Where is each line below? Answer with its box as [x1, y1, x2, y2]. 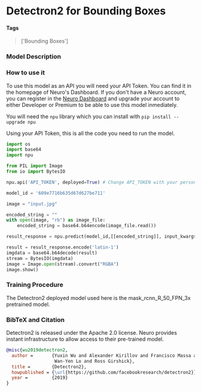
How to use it [6, 69, 45, 77]
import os [6, 141, 31, 147]
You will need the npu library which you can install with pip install [6, 112, 172, 120]
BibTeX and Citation [6, 316, 65, 324]
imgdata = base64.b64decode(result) [6, 250, 98, 256]
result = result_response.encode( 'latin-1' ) [6, 244, 119, 250]
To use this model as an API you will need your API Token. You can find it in [6, 82, 191, 89]
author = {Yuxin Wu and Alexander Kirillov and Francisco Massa [11, 353, 191, 359]
